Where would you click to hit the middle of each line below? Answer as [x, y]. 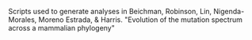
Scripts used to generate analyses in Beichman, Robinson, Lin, [110, 11]
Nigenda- [229, 11]
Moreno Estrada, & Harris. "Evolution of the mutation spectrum [141, 20]
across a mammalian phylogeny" [61, 28]
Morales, [23, 20]
